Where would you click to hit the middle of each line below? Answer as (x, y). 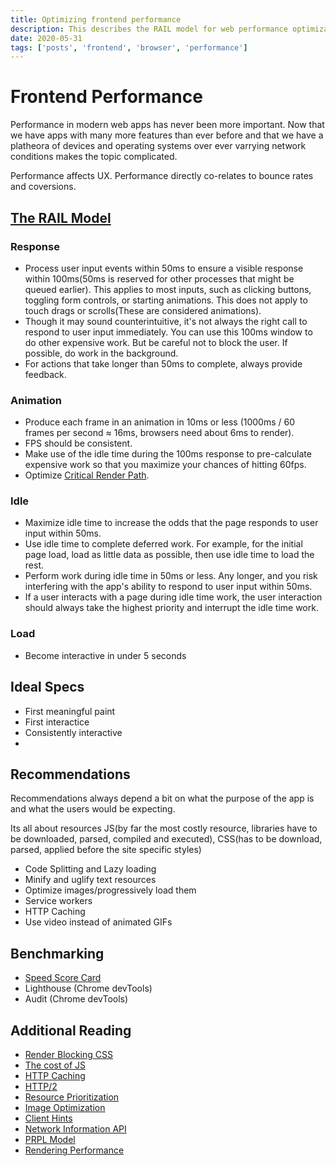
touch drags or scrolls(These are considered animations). (143, 310)
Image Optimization (65, 1108)
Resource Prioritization (72, 1097)
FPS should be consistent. (78, 443)
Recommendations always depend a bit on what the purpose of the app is (162, 798)
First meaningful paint (70, 711)
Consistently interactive (73, 732)
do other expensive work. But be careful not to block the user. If (156, 342)
